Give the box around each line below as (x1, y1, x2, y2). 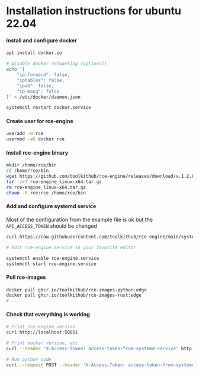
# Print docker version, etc (6, 340, 78, 346)
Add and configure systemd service (6, 203, 97, 210)
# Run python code (6, 356, 52, 362)
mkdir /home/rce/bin (6, 162, 57, 168)
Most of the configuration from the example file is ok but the (6, 216, 153, 223)
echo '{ (6, 67, 25, 73)
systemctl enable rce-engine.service (6, 255, 99, 261)
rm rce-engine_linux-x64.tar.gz (6, 184, 86, 190)
